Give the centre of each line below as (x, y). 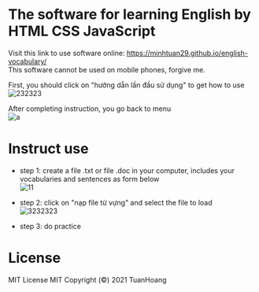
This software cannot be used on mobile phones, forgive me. (107, 69)
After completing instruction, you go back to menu (90, 109)
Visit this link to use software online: (67, 53)
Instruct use (48, 149)
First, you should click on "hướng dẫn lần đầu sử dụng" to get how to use (126, 85)
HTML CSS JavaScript (82, 31)
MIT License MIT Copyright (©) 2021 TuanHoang (87, 279)
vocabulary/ (28, 61)
